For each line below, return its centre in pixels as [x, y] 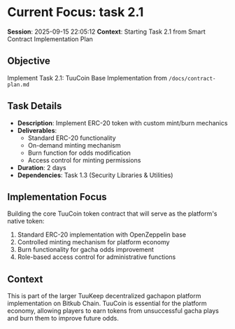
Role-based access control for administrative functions [97, 257]
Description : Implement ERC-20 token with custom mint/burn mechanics [122, 122]
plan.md [19, 85]
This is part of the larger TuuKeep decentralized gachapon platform [104, 296]
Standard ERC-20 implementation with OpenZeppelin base [102, 234]
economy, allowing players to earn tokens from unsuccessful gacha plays [113, 311]
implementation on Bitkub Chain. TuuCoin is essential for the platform [107, 303]
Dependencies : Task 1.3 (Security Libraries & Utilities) [95, 175]
